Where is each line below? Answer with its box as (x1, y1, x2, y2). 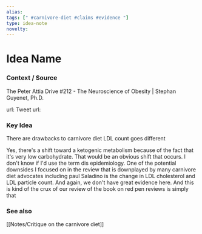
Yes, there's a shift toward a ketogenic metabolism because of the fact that (6, 146, 194, 154)
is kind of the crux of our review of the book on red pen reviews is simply (6, 185, 189, 193)
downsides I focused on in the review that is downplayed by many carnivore (6, 166, 196, 173)
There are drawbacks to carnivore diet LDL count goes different (6, 135, 166, 142)
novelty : (6, 26, 29, 32)
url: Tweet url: (6, 106, 41, 113)
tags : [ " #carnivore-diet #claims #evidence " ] (6, 15, 129, 21)
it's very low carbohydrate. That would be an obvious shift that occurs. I (6, 153, 186, 160)
